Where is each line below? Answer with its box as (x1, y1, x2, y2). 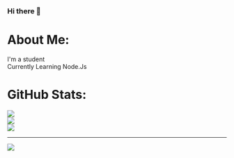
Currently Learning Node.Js (7, 62, 87, 70)
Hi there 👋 (7, 6, 42, 16)
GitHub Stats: (7, 87, 87, 103)
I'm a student (7, 55, 45, 63)
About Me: (7, 32, 70, 48)
